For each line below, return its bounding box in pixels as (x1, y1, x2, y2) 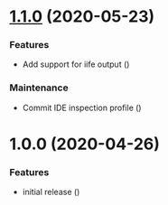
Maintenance (9, 81, 70, 94)
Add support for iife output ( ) (22, 59, 130, 70)
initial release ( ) (22, 187, 80, 198)
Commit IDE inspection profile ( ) (22, 102, 142, 113)
